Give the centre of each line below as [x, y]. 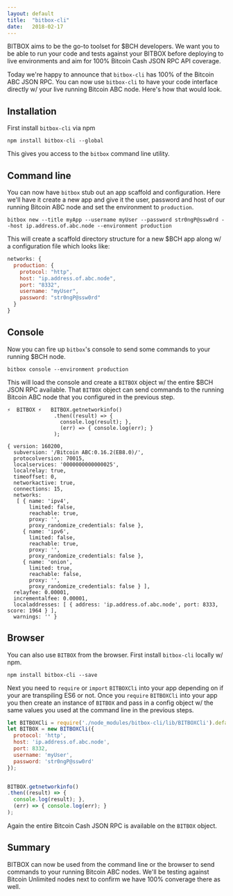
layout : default [31, 14]
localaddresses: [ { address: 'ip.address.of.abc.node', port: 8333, [116, 605]
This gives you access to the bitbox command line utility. [88, 154]
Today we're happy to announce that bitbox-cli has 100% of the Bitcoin [111, 74]
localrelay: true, [40, 470]
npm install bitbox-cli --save [52, 675]
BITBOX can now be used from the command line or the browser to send [111, 864]
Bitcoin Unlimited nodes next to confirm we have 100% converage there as [114, 879]
